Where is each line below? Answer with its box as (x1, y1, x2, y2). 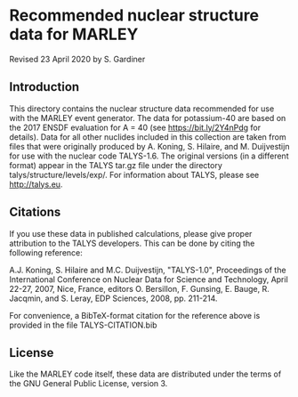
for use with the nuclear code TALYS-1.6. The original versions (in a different (9, 150, 289, 161)
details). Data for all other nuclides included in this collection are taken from (9, 131, 286, 142)
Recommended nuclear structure (9, 5, 260, 26)
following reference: (9, 247, 83, 258)
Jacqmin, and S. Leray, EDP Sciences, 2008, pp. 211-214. (9, 293, 218, 304)
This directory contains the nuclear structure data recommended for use (9, 103, 275, 114)
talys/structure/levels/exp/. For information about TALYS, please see (9, 169, 260, 180)
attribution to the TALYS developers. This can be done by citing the (9, 238, 255, 248)
